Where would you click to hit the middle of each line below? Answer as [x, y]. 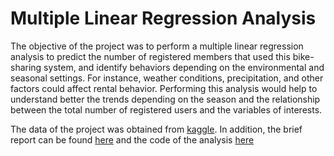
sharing [26, 67]
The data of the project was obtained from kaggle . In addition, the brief [156, 129]
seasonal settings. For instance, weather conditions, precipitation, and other [167, 78]
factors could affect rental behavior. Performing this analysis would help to [164, 88]
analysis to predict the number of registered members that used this [150, 56]
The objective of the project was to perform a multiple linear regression [157, 46]
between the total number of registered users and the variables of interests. [166, 109]
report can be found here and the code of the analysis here [132, 139]
